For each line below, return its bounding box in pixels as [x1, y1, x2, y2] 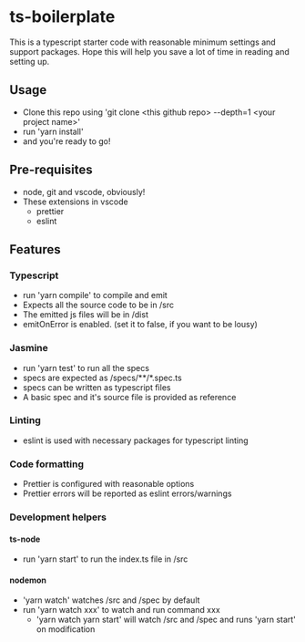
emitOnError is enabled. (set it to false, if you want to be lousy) [22, 319, 258, 330]
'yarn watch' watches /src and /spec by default [22, 595, 200, 606]
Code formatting [9, 458, 85, 471]
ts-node [9, 533, 41, 544]
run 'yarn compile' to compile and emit [22, 290, 168, 301]
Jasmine [9, 342, 48, 355]
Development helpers [9, 511, 107, 523]
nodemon [9, 575, 47, 585]
